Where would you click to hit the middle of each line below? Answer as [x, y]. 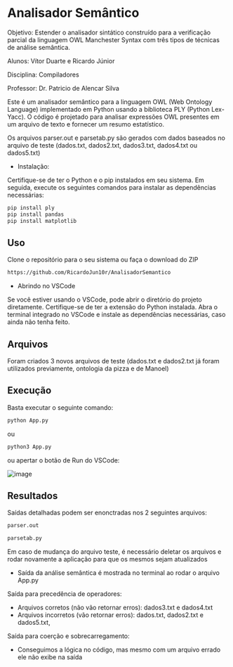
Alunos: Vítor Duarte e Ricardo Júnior [61, 60]
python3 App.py [29, 447]
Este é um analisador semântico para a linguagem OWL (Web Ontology [110, 102]
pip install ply [31, 208]
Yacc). [16, 117]
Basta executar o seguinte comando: [60, 407]
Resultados [33, 496]
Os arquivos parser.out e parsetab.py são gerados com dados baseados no [116, 138]
